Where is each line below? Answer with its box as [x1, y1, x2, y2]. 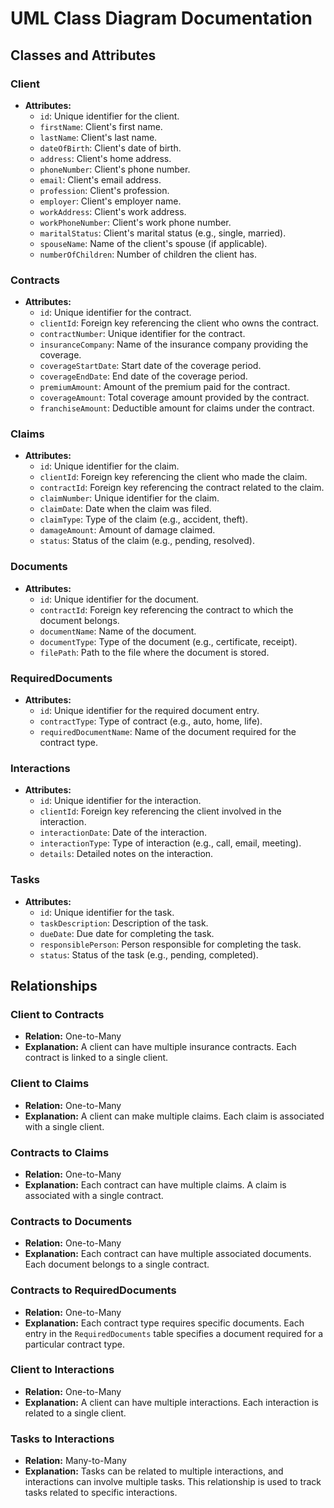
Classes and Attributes [10, 47, 157, 64]
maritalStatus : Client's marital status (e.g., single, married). [39, 227, 287, 239]
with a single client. [24, 1120, 105, 1132]
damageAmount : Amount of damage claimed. [39, 524, 216, 536]
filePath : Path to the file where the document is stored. [39, 646, 270, 658]
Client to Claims [10, 1077, 90, 1091]
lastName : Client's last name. [39, 131, 158, 143]
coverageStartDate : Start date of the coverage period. [39, 360, 262, 372]
